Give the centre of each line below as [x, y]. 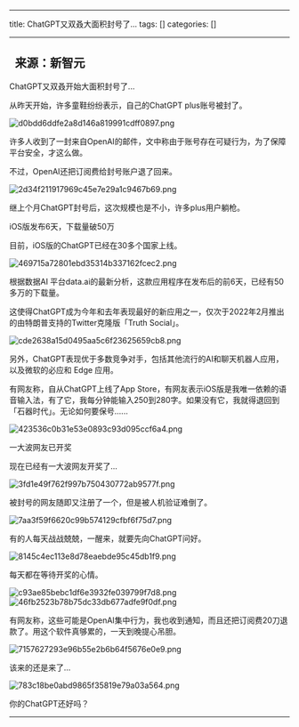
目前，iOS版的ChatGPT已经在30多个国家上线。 [96, 245]
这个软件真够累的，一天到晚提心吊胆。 [110, 631]
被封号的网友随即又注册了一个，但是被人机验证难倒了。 [110, 502]
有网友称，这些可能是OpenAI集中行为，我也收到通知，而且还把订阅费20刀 [145, 620]
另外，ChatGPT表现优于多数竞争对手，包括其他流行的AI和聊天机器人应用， [146, 359]
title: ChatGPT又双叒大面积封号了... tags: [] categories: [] [113, 24]
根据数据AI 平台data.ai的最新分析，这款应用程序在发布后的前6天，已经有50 [147, 281]
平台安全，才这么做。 [48, 152]
